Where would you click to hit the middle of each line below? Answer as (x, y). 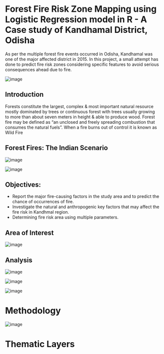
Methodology (33, 311)
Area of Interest (29, 232)
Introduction (24, 95)
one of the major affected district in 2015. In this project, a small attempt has (82, 59)
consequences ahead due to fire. (38, 69)
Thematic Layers (40, 344)
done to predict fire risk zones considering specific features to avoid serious (82, 64)
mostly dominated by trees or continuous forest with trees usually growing (80, 111)
